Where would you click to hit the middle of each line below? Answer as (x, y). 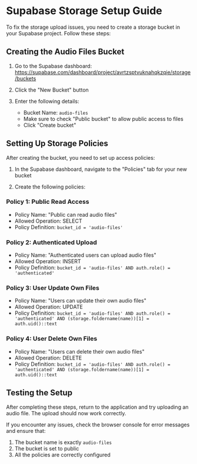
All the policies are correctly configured (62, 455)
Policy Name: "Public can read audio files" (66, 214)
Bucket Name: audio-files (56, 112)
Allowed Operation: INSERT (48, 261)
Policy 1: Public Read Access (48, 202)
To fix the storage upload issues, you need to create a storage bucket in (93, 27)
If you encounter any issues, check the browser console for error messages (98, 425)
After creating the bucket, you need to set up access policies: (81, 157)
